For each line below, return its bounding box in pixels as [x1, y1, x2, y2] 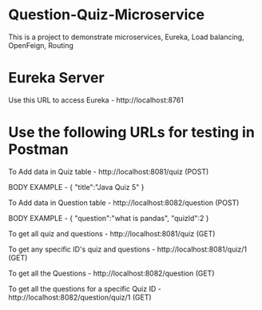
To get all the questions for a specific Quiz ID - [8, 284, 161, 293]
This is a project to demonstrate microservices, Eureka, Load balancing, [8, 32, 245, 42]
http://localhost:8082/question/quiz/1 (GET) [8, 292, 152, 302]
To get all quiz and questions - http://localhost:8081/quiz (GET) [8, 228, 216, 238]
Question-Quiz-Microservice [8, 6, 205, 24]
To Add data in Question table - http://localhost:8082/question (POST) [8, 198, 240, 207]
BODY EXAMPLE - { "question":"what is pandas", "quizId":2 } [8, 213, 209, 223]
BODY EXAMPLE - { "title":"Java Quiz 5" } [8, 182, 145, 191]
